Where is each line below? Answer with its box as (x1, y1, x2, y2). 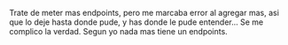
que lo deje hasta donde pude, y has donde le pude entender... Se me (9, 17, 264, 27)
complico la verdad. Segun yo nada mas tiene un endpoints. (9, 26, 228, 36)
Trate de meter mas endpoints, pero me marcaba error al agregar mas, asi (9, 8, 279, 18)
